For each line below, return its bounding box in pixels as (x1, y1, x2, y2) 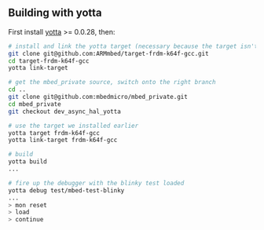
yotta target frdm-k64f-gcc (8, 129, 101, 137)
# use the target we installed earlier (8, 122, 139, 130)
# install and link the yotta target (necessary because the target (8, 42, 237, 50)
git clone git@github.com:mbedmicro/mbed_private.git (8, 93, 189, 101)
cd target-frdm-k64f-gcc (8, 57, 90, 65)
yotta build (8, 158, 47, 166)
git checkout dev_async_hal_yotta (8, 108, 122, 115)
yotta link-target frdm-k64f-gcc (8, 137, 118, 144)
